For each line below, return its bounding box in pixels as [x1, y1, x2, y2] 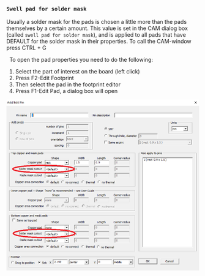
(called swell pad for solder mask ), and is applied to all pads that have [6, 31, 187, 39]
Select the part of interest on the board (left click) [15, 68, 140, 75]
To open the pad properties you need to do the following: [9, 56, 153, 64]
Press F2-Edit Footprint [15, 75, 75, 82]
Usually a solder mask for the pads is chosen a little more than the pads [6, 18, 187, 26]
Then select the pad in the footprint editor [15, 81, 121, 88]
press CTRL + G [6, 44, 47, 51]
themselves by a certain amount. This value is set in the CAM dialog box [6, 24, 188, 32]
